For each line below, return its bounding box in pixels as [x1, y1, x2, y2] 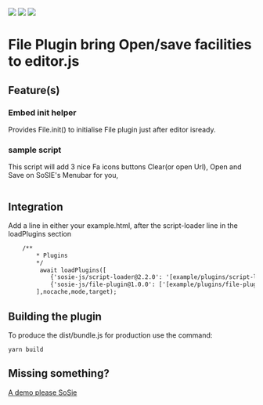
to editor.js [8, 52, 80, 71]
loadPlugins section [8, 229, 72, 238]
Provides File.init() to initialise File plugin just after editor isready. [8, 125, 216, 134]
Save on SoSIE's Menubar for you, [8, 171, 119, 180]
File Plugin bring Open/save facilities [8, 36, 252, 54]
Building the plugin [8, 309, 102, 323]
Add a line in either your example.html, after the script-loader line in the [8, 220, 239, 230]
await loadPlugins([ [39, 266, 107, 274]
